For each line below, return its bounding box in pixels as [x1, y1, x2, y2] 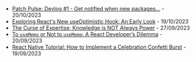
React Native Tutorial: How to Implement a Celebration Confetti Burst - [11, 43, 186, 51]
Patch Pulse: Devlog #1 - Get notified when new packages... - [11, 5, 164, 12]
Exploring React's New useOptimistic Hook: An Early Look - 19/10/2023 [11, 18, 189, 25]
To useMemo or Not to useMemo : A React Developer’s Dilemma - [11, 31, 162, 38]
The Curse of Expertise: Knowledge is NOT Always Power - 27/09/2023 [11, 24, 191, 31]
